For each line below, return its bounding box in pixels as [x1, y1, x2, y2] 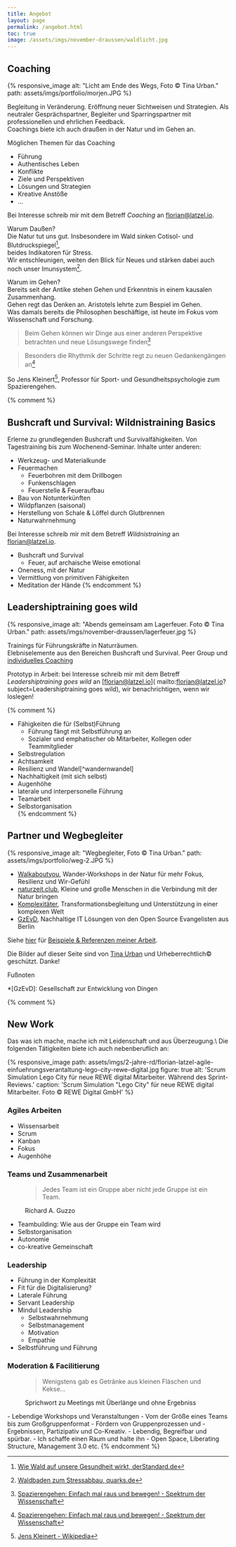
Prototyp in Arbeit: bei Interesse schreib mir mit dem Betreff [7, 670, 181, 678]
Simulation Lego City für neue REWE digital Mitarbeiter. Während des [7, 1073, 207, 1082]
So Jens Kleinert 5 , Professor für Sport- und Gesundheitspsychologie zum [7, 374, 220, 383]
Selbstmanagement [27, 1321, 84, 1329]
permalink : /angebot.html [7, 23, 83, 30]
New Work [7, 1018, 54, 1030]
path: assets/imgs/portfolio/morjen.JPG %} [7, 89, 132, 97]
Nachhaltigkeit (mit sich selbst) [17, 772, 107, 780]
